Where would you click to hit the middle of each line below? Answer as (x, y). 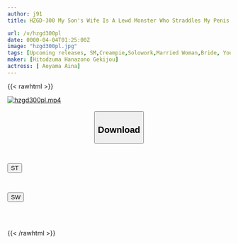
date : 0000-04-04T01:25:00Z (49, 40)
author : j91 (25, 14)
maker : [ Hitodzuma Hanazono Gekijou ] (63, 60)
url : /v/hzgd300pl (34, 33)
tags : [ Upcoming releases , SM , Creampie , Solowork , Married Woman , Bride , (114, 53)
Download (119, 130)
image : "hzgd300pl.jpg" (42, 47)
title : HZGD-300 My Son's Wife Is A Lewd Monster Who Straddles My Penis (119, 21)
